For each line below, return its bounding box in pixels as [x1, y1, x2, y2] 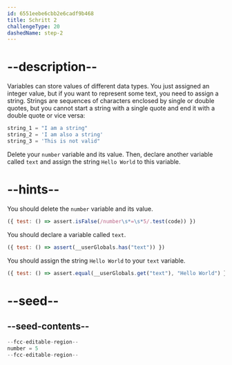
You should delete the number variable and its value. [7, 205, 153, 213]
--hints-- [7, 182, 60, 197]
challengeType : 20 [7, 23, 60, 30]
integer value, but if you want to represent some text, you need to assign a [7, 89, 219, 97]
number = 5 [7, 345, 39, 353]
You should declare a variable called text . [7, 230, 126, 238]
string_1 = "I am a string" [7, 125, 88, 132]
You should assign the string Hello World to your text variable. [7, 256, 186, 265]
